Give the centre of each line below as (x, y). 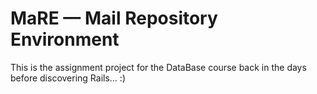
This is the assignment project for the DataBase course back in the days (158, 67)
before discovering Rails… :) (68, 78)
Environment (65, 39)
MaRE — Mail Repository (114, 18)
